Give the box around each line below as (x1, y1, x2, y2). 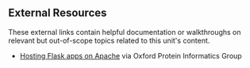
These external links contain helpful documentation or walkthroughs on (8, 27, 241, 36)
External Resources (8, 6, 107, 20)
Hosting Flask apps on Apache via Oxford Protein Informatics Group (19, 51, 242, 60)
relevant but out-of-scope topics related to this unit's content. (8, 36, 210, 45)
